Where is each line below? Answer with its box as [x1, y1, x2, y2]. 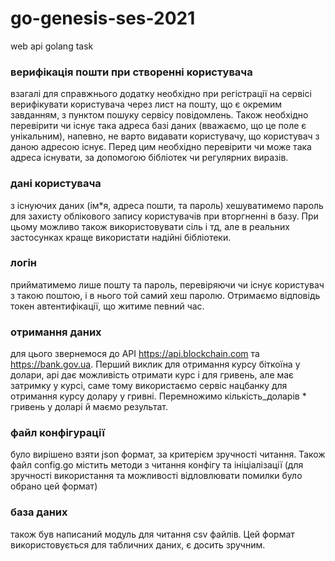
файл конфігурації [10, 426, 105, 440]
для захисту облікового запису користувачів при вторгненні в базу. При [10, 210, 319, 222]
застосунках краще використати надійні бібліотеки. [10, 231, 232, 243]
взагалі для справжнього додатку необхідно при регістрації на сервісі [10, 88, 312, 100]
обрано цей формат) [10, 480, 98, 492]
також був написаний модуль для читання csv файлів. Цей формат [10, 528, 295, 540]
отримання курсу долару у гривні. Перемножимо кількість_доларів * [10, 390, 307, 402]
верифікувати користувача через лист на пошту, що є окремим [10, 98, 282, 111]
